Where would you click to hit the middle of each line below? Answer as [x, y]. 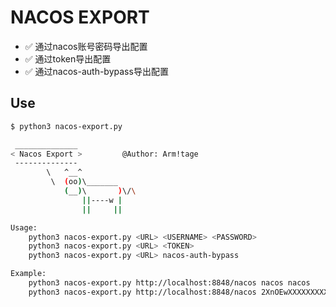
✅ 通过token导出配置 [68, 58]
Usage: [24, 227]
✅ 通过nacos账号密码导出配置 [86, 46]
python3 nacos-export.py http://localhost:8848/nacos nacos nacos [169, 283]
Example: [28, 274]
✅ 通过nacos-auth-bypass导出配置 [96, 71]
